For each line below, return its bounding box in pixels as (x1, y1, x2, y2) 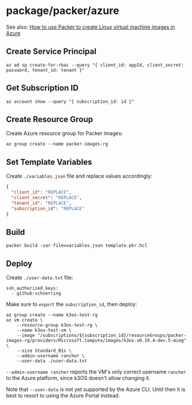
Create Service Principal (6, 47, 97, 57)
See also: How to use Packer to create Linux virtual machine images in (6, 23, 175, 30)
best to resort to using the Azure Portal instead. (6, 392, 120, 399)
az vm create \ (6, 317, 43, 323)
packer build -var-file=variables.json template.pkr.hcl (6, 243, 148, 249)
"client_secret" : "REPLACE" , (11, 195, 82, 200)
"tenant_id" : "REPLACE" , (11, 200, 72, 206)
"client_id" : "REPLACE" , (11, 189, 72, 195)
